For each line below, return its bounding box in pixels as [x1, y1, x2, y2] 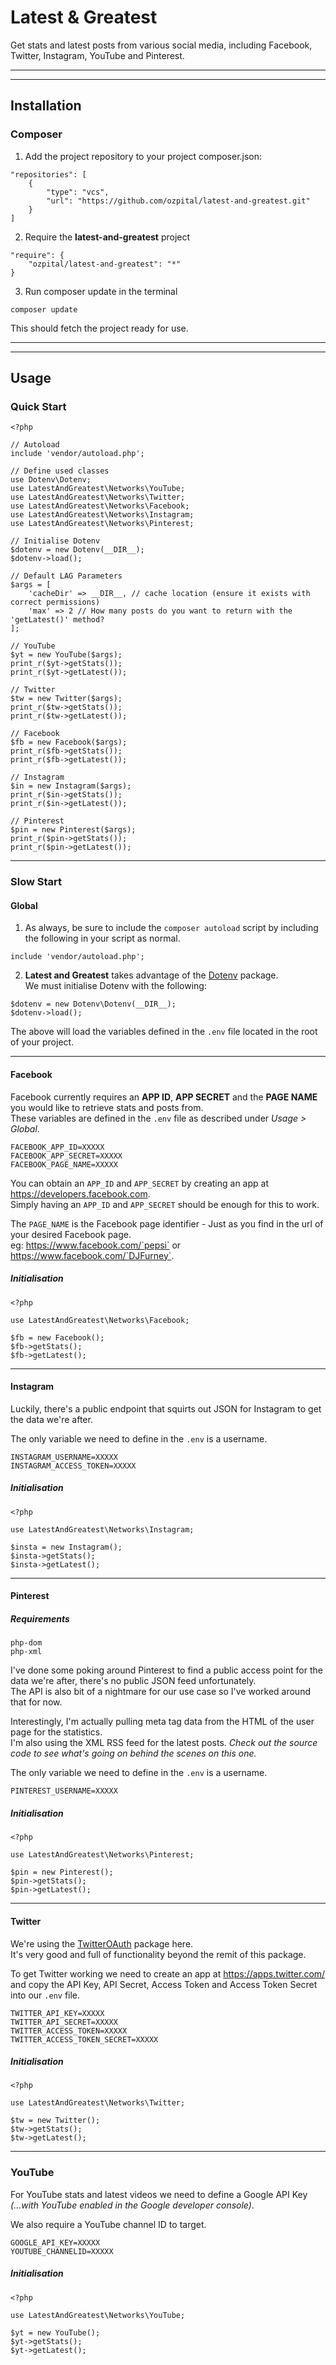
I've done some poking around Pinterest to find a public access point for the [10, 1664, 323, 1676]
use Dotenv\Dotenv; [10, 475, 92, 485]
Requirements [10, 1612, 70, 1625]
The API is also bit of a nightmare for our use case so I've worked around [10, 1686, 311, 1698]
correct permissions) [10, 597, 101, 608]
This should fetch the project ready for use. [10, 322, 189, 334]
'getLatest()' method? [10, 615, 105, 625]
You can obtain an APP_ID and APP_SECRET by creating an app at [10, 1177, 269, 1189]
